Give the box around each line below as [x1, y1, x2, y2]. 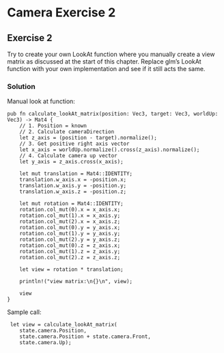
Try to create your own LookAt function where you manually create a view [7, 50, 215, 58]
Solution [7, 81, 36, 91]
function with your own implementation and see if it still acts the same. [7, 65, 206, 73]
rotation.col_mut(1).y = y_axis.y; [19, 231, 121, 237]
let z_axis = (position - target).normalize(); [19, 135, 157, 142]
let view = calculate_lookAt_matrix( [10, 322, 117, 328]
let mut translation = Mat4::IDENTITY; [19, 170, 133, 177]
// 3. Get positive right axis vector [19, 140, 130, 148]
